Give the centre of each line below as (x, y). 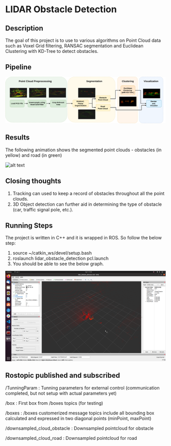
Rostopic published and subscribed (63, 375)
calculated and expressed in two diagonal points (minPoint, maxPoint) (78, 418)
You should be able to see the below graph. (58, 264)
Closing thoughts (33, 181)
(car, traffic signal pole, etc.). (43, 209)
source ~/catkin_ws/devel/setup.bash (52, 253)
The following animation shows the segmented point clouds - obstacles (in (83, 150)
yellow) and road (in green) (34, 155)
